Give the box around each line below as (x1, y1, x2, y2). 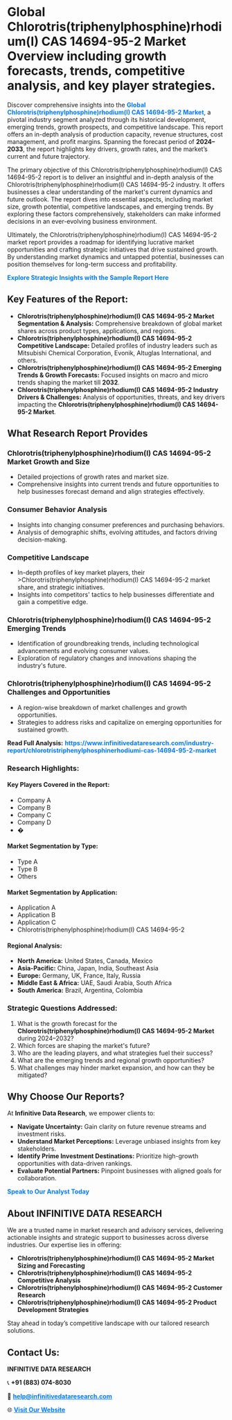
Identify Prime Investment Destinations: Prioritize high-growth (17, 1152, 199, 1160)
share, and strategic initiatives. (17, 583, 105, 592)
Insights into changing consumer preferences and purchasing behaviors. (17, 520, 225, 529)
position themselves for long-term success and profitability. (7, 260, 178, 268)
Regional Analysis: (7, 941, 62, 950)
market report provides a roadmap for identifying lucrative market (7, 238, 195, 246)
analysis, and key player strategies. (7, 78, 216, 94)
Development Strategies (17, 1306, 89, 1314)
